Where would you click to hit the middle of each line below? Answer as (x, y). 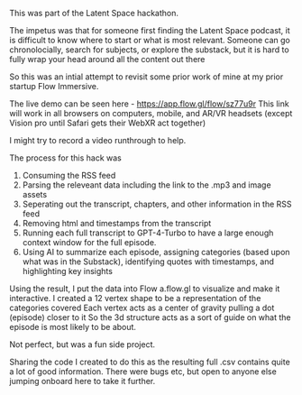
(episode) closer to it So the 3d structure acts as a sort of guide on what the (150, 317)
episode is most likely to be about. (73, 327)
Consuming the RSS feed (69, 175)
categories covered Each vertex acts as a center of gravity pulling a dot (142, 308)
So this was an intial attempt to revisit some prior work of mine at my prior (146, 77)
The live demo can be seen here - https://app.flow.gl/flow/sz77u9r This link (150, 104)
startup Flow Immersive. (54, 86)
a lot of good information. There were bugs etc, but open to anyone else (143, 372)
